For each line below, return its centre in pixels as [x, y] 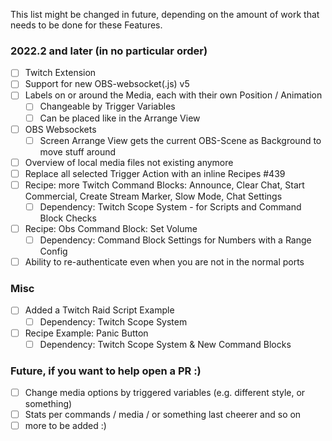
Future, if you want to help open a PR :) [106, 371]
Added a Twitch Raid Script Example [99, 310]
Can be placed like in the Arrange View [120, 118]
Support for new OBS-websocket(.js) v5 [107, 84]
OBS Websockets [60, 129]
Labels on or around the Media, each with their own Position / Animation [173, 95]
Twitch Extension [60, 73]
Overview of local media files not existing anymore [129, 162]
